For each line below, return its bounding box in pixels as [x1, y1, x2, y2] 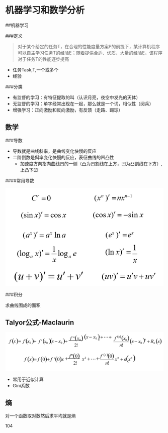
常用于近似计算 [12, 376, 44, 382]
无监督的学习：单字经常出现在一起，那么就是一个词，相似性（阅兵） [12, 100, 154, 106]
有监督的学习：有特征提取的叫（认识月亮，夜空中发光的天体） [12, 94, 141, 100]
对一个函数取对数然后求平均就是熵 [5, 413, 76, 419]
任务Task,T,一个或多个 [12, 66, 59, 73]
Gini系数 [12, 382, 30, 388]
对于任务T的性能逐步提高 [17, 56, 69, 62]
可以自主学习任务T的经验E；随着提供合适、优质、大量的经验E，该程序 [17, 50, 162, 56]
